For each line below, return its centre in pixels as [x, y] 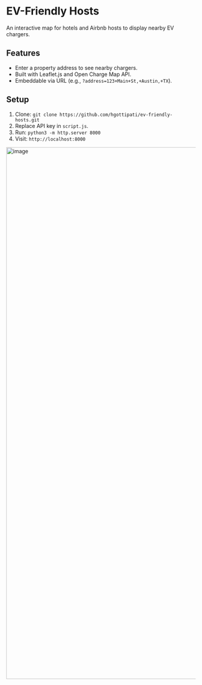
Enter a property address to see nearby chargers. [76, 68]
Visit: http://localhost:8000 [50, 139]
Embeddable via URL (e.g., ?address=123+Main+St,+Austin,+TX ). [93, 80]
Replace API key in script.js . [52, 126]
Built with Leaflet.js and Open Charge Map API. [73, 74]
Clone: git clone [36, 114]
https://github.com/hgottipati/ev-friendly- [116, 115]
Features [23, 53]
